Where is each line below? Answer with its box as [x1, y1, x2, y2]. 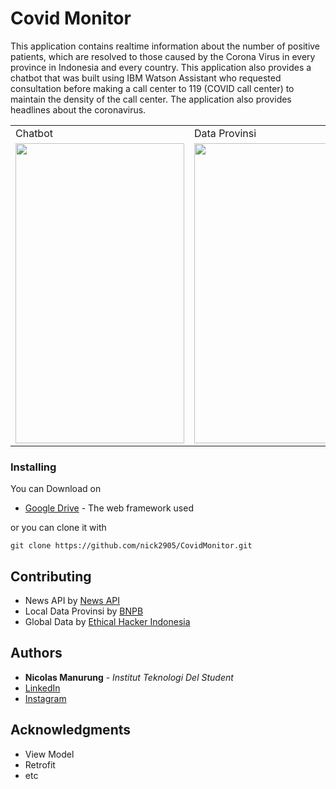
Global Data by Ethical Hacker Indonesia [24, 616, 191, 628]
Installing [10, 460, 57, 474]
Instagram [24, 692, 67, 704]
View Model [24, 748, 75, 760]
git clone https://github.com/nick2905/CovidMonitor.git [10, 541, 253, 551]
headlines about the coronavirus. [10, 103, 147, 116]
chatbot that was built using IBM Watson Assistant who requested [10, 72, 282, 84]
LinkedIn [24, 682, 61, 694]
